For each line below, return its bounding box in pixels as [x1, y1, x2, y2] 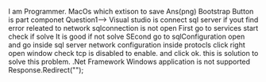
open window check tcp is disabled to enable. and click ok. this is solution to [8, 49, 259, 58]
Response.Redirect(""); [8, 65, 84, 74]
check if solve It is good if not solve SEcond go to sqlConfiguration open [8, 32, 245, 41]
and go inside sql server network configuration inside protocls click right [8, 40, 246, 50]
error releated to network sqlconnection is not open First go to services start [8, 24, 259, 32]
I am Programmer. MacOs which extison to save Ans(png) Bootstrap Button [8, 7, 254, 16]
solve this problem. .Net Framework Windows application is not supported [8, 57, 251, 66]
